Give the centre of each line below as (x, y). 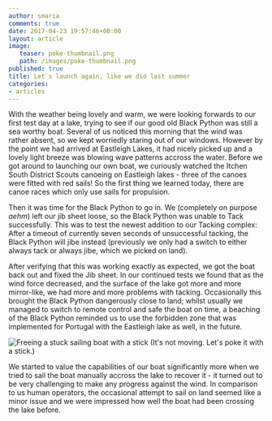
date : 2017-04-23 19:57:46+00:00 (65, 31)
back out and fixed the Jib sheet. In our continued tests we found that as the (136, 275)
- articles (27, 91)
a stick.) (22, 351)
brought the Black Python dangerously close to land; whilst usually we (126, 301)
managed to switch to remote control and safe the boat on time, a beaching (134, 310)
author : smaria (34, 16)
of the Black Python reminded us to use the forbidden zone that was (123, 318)
